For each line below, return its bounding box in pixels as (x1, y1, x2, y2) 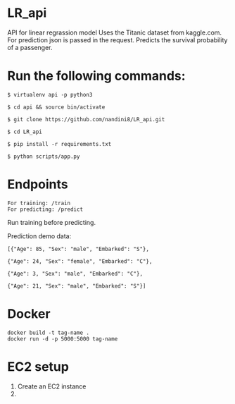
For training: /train (7, 200, 71, 207)
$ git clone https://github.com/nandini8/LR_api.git (7, 116, 165, 123)
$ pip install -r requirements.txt (7, 140, 112, 147)
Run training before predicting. (7, 218, 96, 226)
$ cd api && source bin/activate (7, 104, 106, 111)
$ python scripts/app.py (7, 153, 80, 160)
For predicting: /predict (7, 206, 83, 213)
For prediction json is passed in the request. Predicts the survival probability (7, 35, 228, 44)
